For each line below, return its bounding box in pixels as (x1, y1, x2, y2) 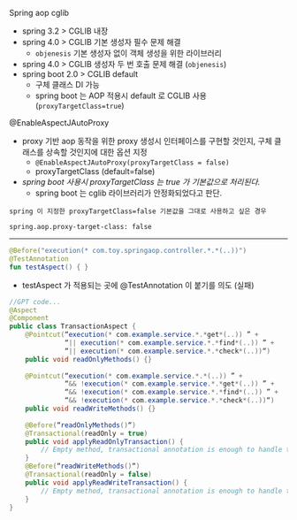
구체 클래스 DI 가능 (34, 80, 100, 89)
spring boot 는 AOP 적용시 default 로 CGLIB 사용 (34, 90, 208, 101)
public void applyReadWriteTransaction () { (25, 478, 188, 487)
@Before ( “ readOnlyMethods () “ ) (25, 420, 137, 430)
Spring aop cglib (9, 8, 69, 18)
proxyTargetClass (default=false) (34, 166, 156, 176)
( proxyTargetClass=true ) (34, 101, 126, 111)
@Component (9, 314, 49, 323)
